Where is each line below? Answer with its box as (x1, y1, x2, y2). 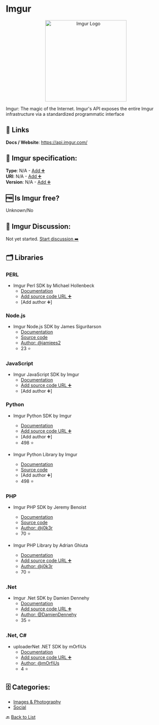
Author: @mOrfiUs (20, 660, 60, 666)
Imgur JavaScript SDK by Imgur (13, 371, 79, 377)
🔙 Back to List (6, 714, 36, 720)
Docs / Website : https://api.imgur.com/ (6, 139, 88, 145)
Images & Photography (13, 699, 61, 705)
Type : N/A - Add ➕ (6, 167, 45, 173)
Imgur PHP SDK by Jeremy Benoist (13, 504, 87, 511)
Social (13, 704, 26, 710)
